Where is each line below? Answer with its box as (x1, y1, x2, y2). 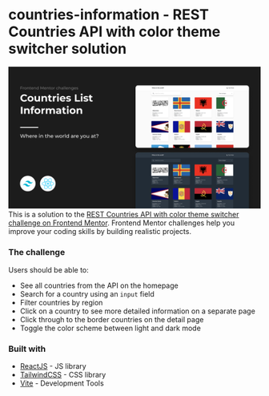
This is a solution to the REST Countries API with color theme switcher (8, 210, 239, 220)
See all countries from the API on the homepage (19, 281, 179, 290)
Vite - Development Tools (19, 378, 104, 388)
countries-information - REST (8, 6, 210, 24)
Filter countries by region (19, 297, 103, 307)
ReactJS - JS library (19, 362, 86, 371)
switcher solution (8, 40, 126, 58)
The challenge (8, 247, 66, 258)
